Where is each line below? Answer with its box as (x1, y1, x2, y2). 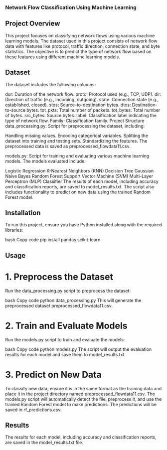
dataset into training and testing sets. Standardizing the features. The (5, 138, 148, 144)
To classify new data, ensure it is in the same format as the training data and (5, 385, 162, 391)
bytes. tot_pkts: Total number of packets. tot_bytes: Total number (26, 107, 161, 113)
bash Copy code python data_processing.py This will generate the (5, 297, 142, 303)
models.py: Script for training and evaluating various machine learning (5, 152, 150, 158)
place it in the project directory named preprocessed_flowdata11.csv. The (5, 391, 156, 397)
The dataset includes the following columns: (5, 81, 96, 87)
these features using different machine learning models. (5, 54, 121, 60)
